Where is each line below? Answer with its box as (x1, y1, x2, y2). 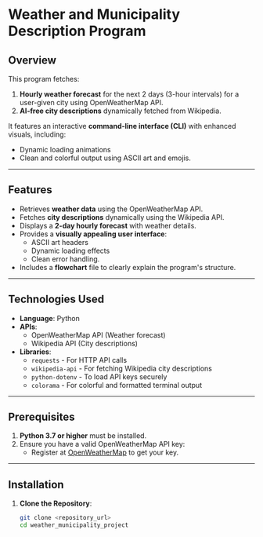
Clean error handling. (31, 254, 100, 264)
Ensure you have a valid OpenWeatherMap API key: (19, 440, 186, 449)
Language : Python (19, 313, 80, 323)
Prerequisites (8, 411, 75, 424)
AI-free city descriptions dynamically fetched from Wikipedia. (19, 106, 222, 115)
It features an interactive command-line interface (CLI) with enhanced (8, 122, 236, 130)
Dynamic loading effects (31, 246, 110, 255)
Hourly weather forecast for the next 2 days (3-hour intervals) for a (19, 89, 240, 99)
